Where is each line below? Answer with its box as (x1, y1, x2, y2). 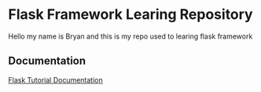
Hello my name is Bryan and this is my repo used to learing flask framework (8, 31, 253, 41)
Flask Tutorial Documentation (8, 75, 104, 84)
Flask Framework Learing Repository (8, 6, 253, 24)
